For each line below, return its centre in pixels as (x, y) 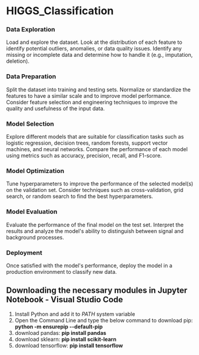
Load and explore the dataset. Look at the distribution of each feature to (94, 42)
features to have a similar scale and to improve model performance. (89, 95)
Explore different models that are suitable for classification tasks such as (95, 137)
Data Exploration (31, 30)
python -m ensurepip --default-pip (59, 327)
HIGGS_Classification (60, 11)
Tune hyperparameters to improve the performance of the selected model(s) (100, 184)
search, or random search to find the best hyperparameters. (80, 196)
